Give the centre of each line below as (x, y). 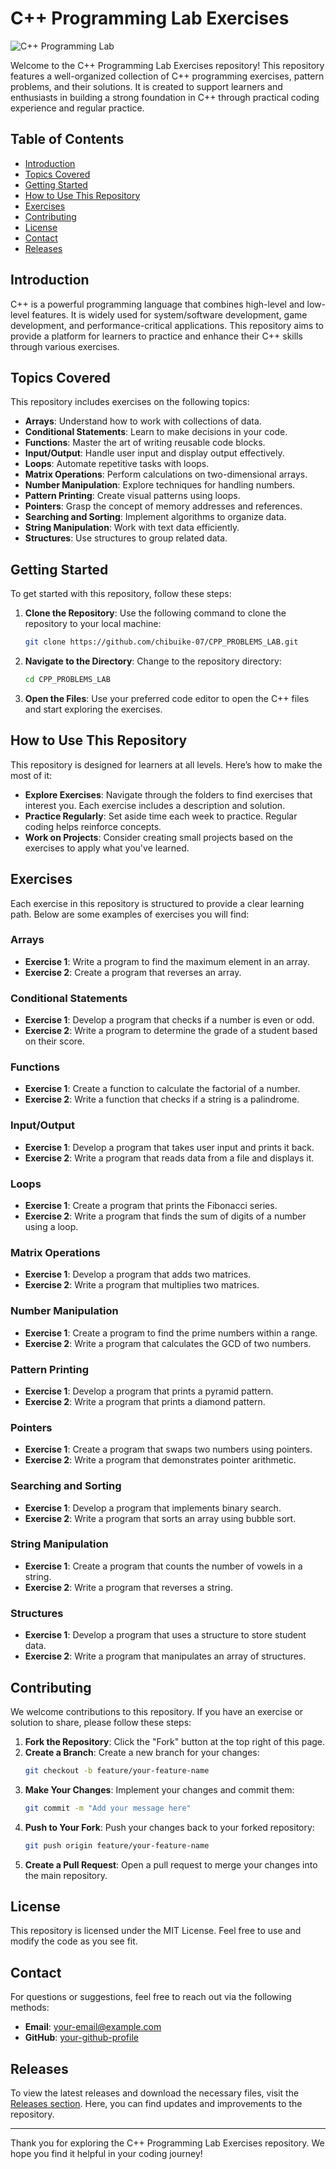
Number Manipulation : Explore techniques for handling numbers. (160, 485)
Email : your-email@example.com (93, 2027)
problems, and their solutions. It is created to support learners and (146, 86)
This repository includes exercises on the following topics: (130, 402)
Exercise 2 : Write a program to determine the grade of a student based (171, 1031)
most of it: (31, 775)
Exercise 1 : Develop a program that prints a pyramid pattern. (149, 1391)
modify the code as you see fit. (74, 1941)
